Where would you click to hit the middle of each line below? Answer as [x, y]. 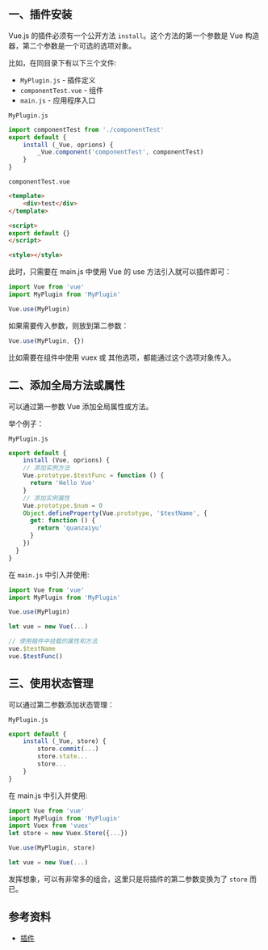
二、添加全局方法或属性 [67, 385]
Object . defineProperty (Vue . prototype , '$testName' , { [115, 513]
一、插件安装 [40, 15]
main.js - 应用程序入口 [58, 100]
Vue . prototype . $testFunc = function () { [93, 475]
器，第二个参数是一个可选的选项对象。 [72, 45]
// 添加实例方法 [46, 468]
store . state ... [63, 757]
